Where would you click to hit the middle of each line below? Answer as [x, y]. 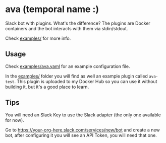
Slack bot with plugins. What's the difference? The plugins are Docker [78, 23]
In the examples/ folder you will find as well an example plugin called [76, 76]
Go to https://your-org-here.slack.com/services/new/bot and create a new [82, 130]
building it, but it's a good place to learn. [47, 87]
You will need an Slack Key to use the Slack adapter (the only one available [83, 115]
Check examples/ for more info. [38, 38]
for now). [15, 120]
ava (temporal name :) [52, 9]
